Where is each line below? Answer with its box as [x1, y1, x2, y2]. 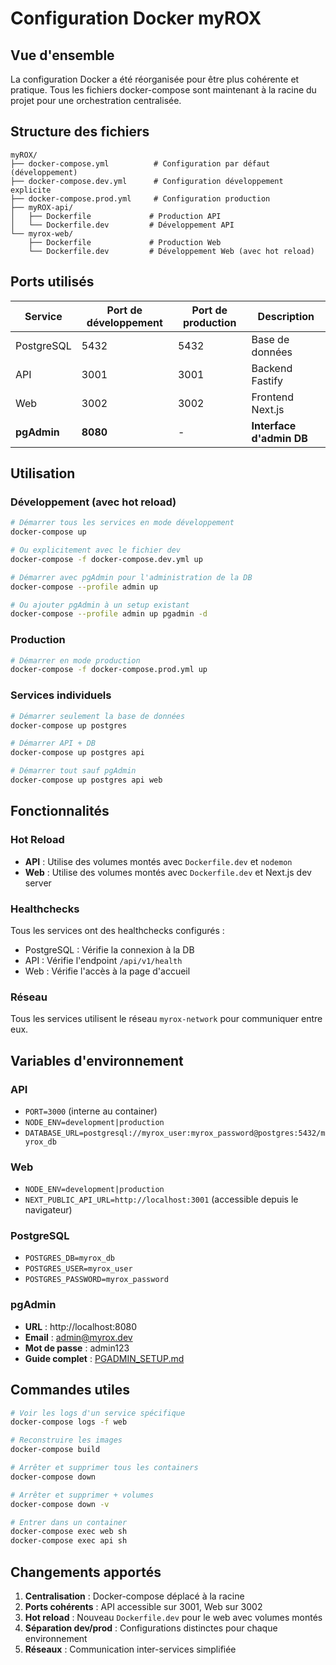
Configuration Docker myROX [10, 7, 262, 30]
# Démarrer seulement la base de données [10, 711, 186, 721]
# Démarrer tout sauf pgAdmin [10, 766, 137, 776]
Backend [251, 361, 293, 375]
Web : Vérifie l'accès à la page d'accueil [24, 965, 191, 977]
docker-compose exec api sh [10, 1536, 128, 1546]
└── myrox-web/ [10, 228, 74, 239]
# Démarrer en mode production [10, 655, 141, 666]
